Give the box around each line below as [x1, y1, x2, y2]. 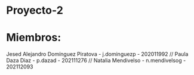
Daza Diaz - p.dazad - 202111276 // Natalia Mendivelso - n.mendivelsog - [6, 57, 186, 64]
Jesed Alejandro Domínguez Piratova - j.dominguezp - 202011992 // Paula [6, 51, 189, 58]
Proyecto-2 [6, 4, 64, 17]
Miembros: [6, 31, 61, 45]
